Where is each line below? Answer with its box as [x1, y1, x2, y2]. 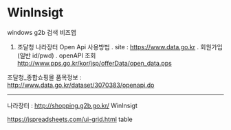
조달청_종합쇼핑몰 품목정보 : [7, 73, 82, 81]
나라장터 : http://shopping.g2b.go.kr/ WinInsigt [7, 101, 137, 109]
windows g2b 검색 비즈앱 [7, 28, 77, 36]
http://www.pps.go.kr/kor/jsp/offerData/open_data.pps [16, 59, 172, 67]
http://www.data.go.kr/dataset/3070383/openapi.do [7, 81, 155, 89]
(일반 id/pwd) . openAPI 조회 [16, 51, 96, 60]
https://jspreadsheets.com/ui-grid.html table [7, 115, 133, 123]
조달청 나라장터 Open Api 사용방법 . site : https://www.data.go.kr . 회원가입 [16, 42, 223, 51]
